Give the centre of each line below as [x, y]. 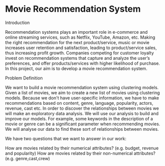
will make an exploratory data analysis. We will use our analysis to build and [82, 113]
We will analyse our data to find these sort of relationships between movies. [82, 129]
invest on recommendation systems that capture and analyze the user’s [78, 58]
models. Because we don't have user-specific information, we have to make [82, 98]
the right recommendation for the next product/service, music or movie [77, 42]
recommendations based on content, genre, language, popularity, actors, [79, 103]
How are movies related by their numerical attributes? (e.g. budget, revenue [82, 148]
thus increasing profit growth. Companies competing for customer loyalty [80, 53]
